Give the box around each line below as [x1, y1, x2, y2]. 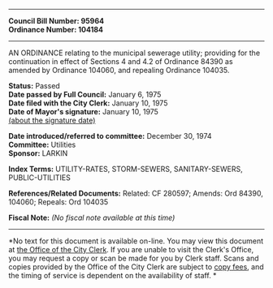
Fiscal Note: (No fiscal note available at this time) [8, 213, 175, 222]
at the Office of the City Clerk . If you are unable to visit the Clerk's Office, [8, 245, 254, 254]
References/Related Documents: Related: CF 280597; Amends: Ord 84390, [8, 188, 264, 198]
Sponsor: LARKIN [8, 148, 68, 158]
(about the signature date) [8, 115, 96, 125]
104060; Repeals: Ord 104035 [8, 197, 109, 207]
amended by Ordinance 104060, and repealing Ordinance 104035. [8, 66, 230, 75]
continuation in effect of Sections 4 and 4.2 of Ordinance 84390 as [8, 57, 233, 66]
